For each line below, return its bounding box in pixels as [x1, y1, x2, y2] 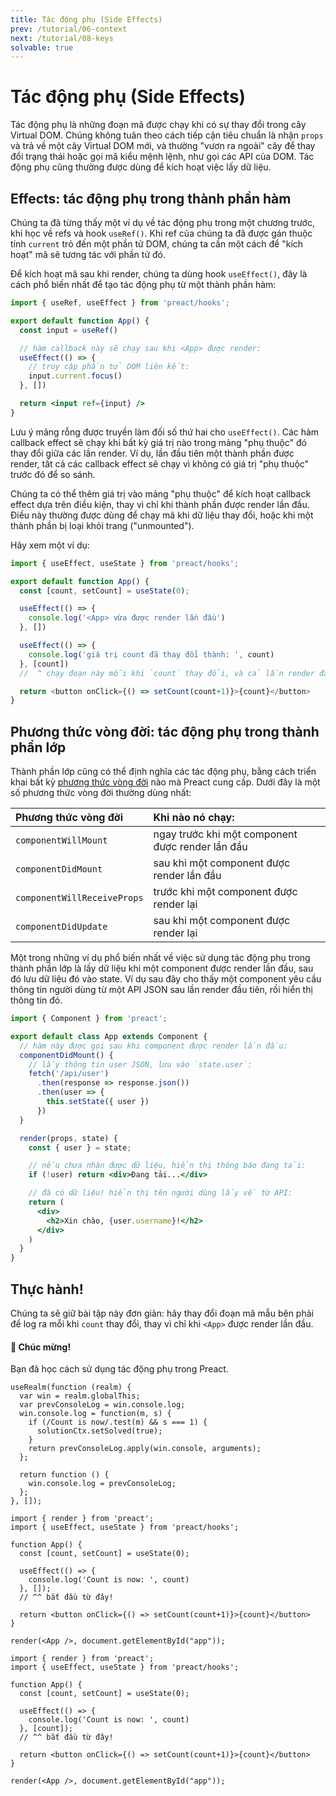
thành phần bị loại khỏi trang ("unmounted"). [10, 519, 195, 531]
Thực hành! [10, 1281, 84, 1298]
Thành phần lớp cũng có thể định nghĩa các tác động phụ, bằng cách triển [10, 766, 317, 778]
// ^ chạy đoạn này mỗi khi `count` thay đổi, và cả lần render [19, 668, 315, 678]
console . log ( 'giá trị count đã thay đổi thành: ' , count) [28, 649, 275, 660]
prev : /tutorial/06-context [10, 24, 128, 34]
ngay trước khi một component [153, 827, 298, 841]
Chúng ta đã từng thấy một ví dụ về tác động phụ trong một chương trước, [10, 217, 315, 228]
